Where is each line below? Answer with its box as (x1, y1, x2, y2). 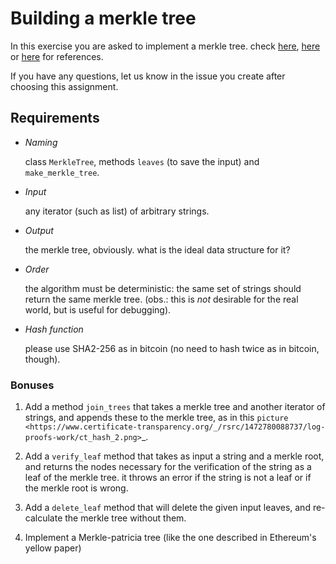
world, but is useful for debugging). (24, 303, 172, 316)
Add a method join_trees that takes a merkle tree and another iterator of (24, 401, 326, 413)
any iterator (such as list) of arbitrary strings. (24, 205, 210, 217)
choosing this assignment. (10, 80, 119, 92)
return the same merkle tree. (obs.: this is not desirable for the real (24, 293, 299, 305)
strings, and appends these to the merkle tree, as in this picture (24, 412, 289, 424)
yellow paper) (24, 542, 82, 554)
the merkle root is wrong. (24, 482, 129, 494)
